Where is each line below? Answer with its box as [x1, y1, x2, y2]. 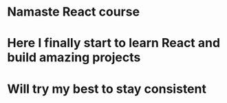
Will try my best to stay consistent [7, 81, 206, 96]
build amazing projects [7, 50, 141, 65]
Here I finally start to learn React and [7, 35, 221, 51]
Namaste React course [7, 4, 140, 20]
